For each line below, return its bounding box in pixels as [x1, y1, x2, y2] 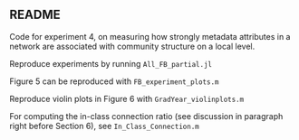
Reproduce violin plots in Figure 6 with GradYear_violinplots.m [9, 93, 245, 104]
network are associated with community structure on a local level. [9, 41, 256, 51]
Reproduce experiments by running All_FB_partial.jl [9, 58, 213, 69]
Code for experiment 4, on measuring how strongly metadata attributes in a [9, 31, 291, 42]
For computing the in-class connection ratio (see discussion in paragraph [9, 110, 284, 121]
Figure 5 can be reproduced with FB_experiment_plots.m [9, 76, 219, 87]
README [9, 7, 61, 23]
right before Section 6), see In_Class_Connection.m [9, 120, 199, 131]
